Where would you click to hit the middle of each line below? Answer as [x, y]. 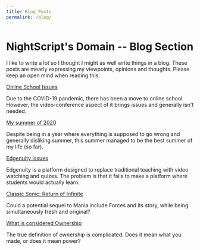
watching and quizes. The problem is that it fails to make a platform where [97, 176]
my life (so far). [25, 147]
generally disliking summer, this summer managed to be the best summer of [99, 141]
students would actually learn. [43, 182]
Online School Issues [32, 87]
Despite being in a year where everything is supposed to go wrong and [93, 134]
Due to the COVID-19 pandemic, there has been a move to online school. [95, 99]
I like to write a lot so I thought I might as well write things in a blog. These [97, 63]
